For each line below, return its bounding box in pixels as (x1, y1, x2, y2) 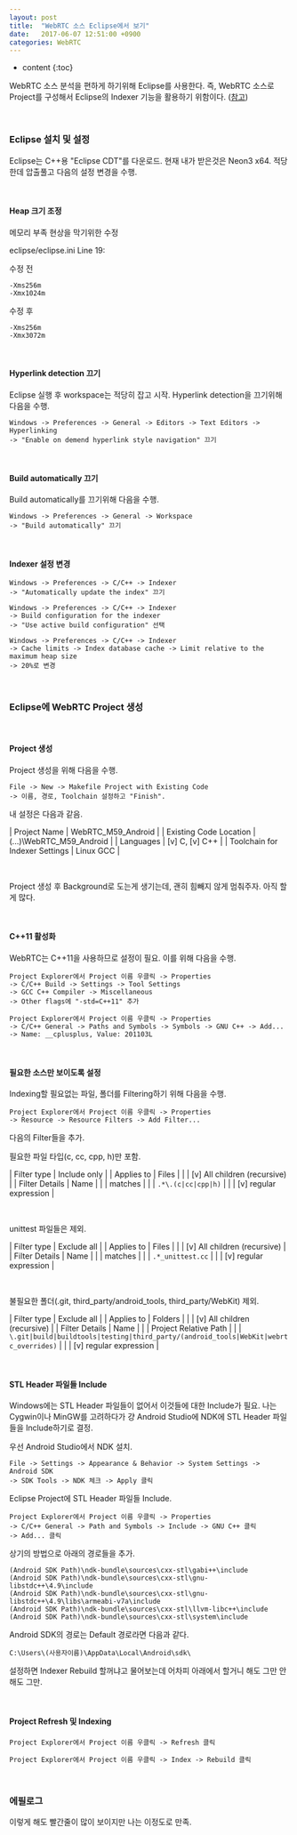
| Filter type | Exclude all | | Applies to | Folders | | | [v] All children (9, 1314, 251, 1324)
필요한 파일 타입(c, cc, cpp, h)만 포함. (9, 1151, 141, 1162)
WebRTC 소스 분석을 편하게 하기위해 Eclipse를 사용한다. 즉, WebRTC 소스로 (9, 81, 275, 92)
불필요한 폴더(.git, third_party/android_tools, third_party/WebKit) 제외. (9, 1296, 260, 1307)
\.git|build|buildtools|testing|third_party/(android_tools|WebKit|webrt (9, 1332, 289, 1341)
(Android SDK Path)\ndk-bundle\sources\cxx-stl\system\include (9, 1613, 249, 1622)
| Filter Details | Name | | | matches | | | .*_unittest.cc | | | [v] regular (9, 1251, 264, 1261)
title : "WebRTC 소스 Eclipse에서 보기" (9, 21, 149, 30)
